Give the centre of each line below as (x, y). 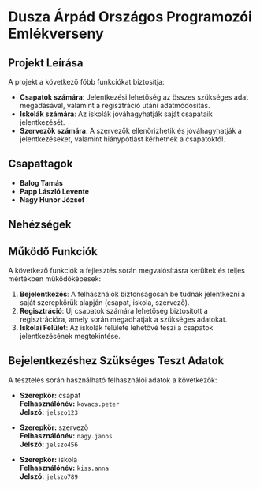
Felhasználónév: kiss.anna (64, 468)
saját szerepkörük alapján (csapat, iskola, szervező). (104, 303)
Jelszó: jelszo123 (49, 412)
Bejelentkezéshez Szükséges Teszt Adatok (116, 361)
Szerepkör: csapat (50, 395)
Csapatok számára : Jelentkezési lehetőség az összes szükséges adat (134, 97)
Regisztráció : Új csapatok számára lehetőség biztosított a (114, 311)
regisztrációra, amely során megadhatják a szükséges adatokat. (123, 319)
